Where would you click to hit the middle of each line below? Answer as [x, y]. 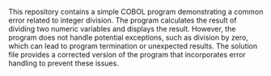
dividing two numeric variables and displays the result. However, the [122, 29]
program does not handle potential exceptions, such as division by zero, [128, 37]
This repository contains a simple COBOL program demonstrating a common [136, 12]
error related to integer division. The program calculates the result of [123, 20]
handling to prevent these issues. [64, 63]
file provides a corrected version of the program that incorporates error [127, 55]
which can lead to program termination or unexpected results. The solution [133, 46]
